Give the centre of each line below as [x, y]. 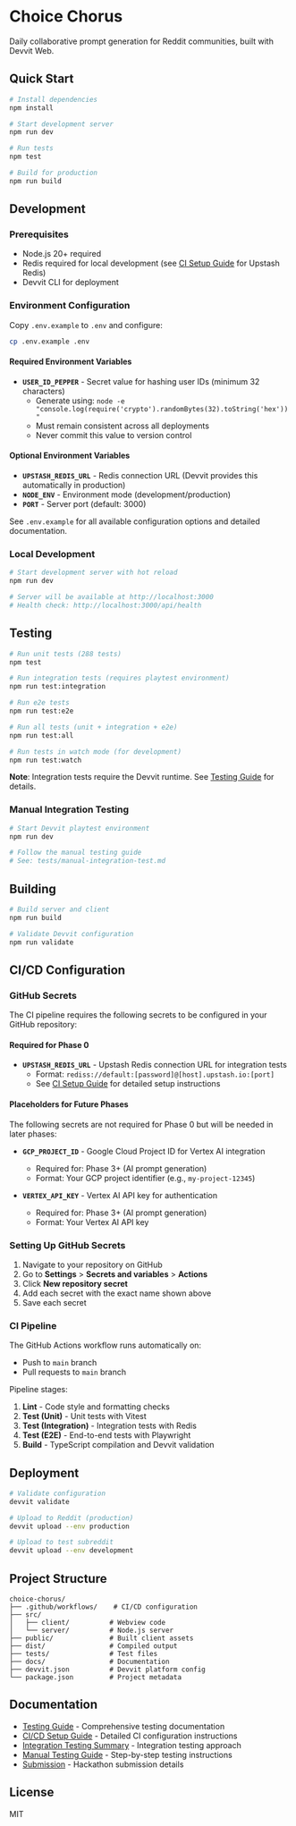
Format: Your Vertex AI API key [92, 1222]
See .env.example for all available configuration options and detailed [135, 521]
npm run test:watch [46, 760]
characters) [43, 391]
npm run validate [42, 942]
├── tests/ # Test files [84, 1654]
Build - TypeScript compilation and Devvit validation [118, 1445]
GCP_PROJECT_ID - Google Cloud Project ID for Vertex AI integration [144, 1151]
